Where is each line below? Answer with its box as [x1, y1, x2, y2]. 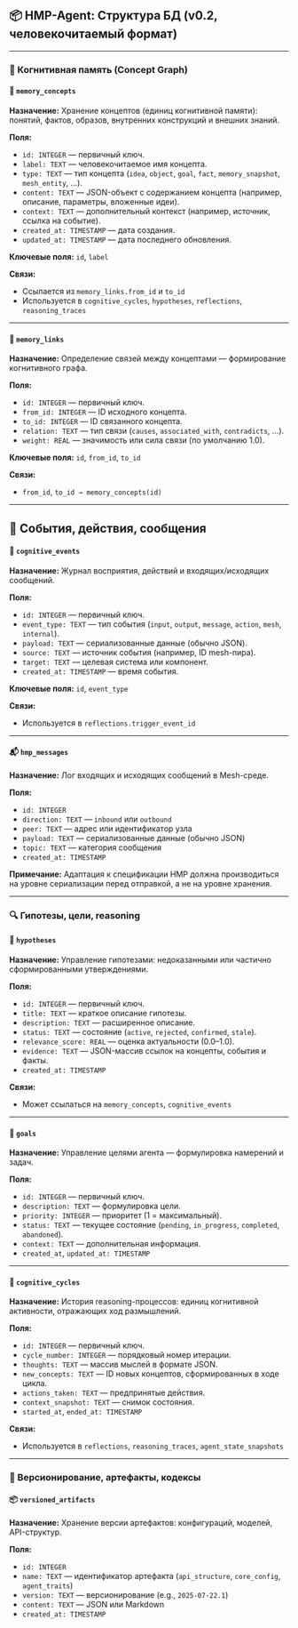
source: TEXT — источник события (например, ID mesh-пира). [21, 646, 256, 657]
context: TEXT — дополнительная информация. [21, 1239, 201, 1249]
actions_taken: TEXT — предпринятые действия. [21, 1387, 206, 1399]
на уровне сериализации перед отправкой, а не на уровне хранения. [9, 878, 272, 888]
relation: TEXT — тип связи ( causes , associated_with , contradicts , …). [21, 426, 285, 437]
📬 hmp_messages [9, 747, 69, 758]
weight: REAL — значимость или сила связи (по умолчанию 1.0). [21, 435, 265, 445]
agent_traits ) [21, 1580, 74, 1591]
